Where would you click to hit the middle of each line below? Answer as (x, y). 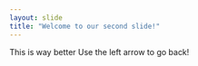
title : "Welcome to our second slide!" (85, 26)
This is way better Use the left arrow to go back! (99, 52)
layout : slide (36, 18)
